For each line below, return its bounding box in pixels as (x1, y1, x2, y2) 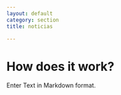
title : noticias (6, 23, 53, 30)
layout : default (6, 10, 53, 17)
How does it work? (6, 59, 115, 74)
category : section (6, 17, 59, 23)
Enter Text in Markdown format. (6, 81, 96, 89)
